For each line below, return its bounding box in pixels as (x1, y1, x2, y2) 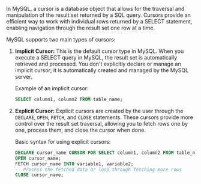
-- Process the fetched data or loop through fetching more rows (14, 167, 182, 173)
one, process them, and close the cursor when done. (14, 126, 146, 133)
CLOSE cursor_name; (14, 172, 64, 178)
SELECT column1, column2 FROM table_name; (14, 96, 123, 102)
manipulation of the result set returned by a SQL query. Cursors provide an (6, 11, 191, 19)
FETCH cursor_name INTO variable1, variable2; (14, 161, 134, 167)
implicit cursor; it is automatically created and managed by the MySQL (14, 67, 189, 74)
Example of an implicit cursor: (14, 85, 89, 92)
